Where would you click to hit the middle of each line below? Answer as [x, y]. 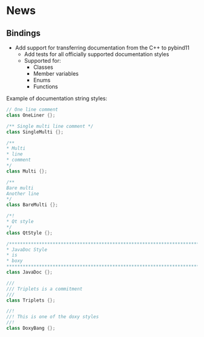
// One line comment [32, 110]
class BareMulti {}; [32, 205]
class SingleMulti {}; [35, 132]
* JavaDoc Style [27, 250]
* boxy [15, 261]
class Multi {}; [27, 171]
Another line [23, 193]
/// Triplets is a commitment [45, 289]
